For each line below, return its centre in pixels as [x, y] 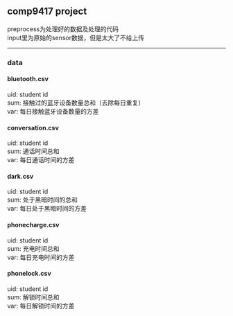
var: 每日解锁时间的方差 [41, 306]
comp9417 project [47, 11]
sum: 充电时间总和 [33, 248]
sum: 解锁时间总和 [33, 297]
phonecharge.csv [33, 225]
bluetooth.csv [28, 79]
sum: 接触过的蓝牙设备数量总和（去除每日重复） [76, 103]
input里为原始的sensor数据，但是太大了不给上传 [76, 37]
